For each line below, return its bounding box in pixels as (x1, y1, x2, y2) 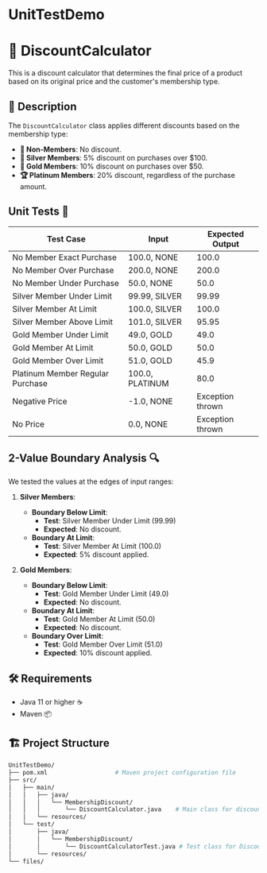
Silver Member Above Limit (12, 316, 114, 327)
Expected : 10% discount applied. (43, 647, 153, 657)
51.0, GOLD (128, 355, 172, 366)
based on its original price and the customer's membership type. (8, 77, 220, 87)
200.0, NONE (128, 265, 179, 276)
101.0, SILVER (128, 316, 183, 327)
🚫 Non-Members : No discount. (19, 145, 122, 154)
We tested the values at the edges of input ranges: (8, 477, 174, 486)
